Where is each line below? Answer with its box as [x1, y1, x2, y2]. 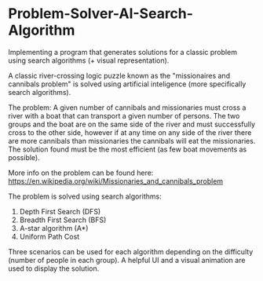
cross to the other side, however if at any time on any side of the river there [8, 127, 252, 137]
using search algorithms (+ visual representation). [8, 56, 170, 65]
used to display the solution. [8, 264, 100, 273]
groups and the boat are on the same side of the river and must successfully [8, 119, 256, 129]
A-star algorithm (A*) [19, 223, 89, 232]
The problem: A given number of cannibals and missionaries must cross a [8, 103, 247, 112]
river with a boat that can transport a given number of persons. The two [8, 111, 240, 120]
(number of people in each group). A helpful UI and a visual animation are [8, 255, 246, 265]
